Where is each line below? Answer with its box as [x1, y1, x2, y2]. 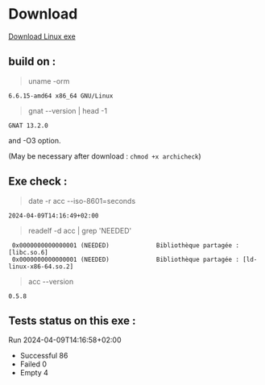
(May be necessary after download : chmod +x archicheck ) [8, 151, 201, 161]
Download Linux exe [8, 31, 77, 41]
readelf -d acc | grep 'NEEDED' [27, 226, 132, 235]
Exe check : [8, 175, 68, 188]
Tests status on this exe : [8, 313, 136, 327]
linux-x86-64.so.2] [8, 263, 74, 271]
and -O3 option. [8, 135, 62, 145]
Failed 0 [19, 359, 47, 369]
